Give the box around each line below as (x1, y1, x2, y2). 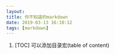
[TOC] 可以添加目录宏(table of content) (14, 42, 110, 49)
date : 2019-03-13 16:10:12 (6, 19, 73, 25)
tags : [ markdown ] (6, 25, 49, 31)
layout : (6, 8, 25, 15)
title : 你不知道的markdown (6, 14, 68, 20)
